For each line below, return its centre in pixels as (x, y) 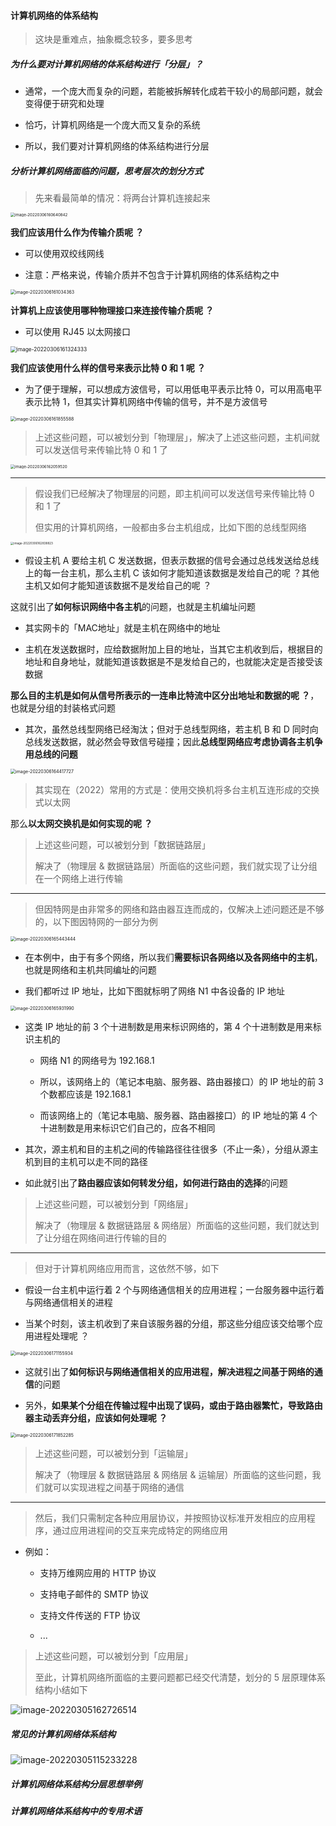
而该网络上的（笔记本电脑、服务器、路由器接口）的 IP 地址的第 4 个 (178, 1116)
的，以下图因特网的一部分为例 (96, 922)
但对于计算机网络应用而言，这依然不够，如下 (127, 1269)
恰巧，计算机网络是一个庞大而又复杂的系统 (112, 125)
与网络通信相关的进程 (68, 1302)
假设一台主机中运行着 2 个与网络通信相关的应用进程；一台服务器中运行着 (174, 1290)
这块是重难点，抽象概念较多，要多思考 (113, 39)
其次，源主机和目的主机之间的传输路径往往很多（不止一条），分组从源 (167, 1149)
